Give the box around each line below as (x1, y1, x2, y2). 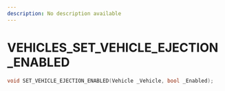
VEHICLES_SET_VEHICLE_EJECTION (7, 39, 219, 55)
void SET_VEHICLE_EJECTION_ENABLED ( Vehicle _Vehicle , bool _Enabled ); (7, 77, 214, 84)
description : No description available (7, 10, 122, 17)
